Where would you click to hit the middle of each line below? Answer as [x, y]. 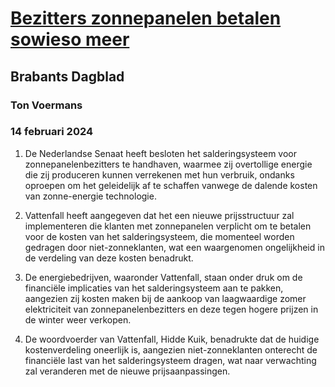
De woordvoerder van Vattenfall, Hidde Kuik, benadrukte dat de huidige [172, 339]
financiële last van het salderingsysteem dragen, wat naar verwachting [170, 360]
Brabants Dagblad [67, 76]
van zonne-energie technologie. [90, 196]
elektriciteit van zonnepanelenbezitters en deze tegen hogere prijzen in [171, 309]
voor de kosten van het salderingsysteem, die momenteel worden [159, 236]
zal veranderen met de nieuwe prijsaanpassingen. [127, 371]
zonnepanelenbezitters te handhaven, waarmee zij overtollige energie [168, 164]
